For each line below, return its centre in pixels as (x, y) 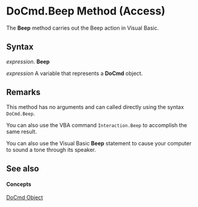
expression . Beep (28, 61)
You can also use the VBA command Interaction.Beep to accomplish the (97, 125)
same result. (22, 131)
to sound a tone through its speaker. (51, 149)
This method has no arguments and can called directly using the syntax (95, 107)
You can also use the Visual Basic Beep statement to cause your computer (99, 143)
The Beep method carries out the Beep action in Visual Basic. (83, 28)
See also (23, 169)
